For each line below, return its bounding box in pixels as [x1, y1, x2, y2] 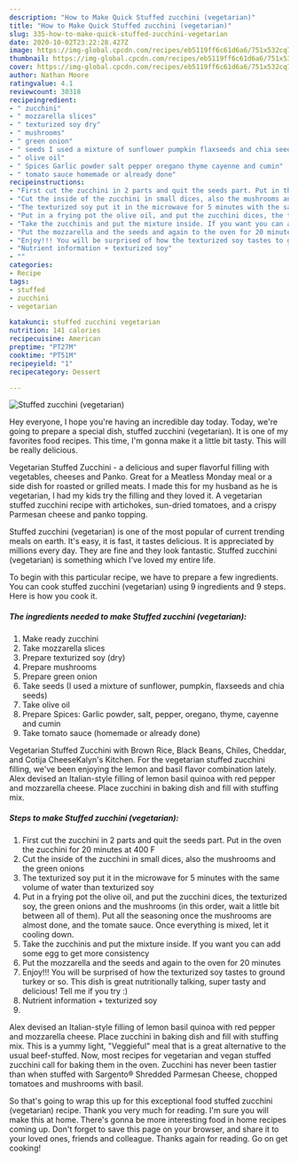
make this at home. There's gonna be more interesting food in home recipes [9, 1115, 286, 1126]
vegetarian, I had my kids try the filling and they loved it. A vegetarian [9, 490, 263, 502]
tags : [9, 277, 29, 286]
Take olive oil [21, 700, 71, 710]
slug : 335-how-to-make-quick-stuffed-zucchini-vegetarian [9, 29, 228, 38]
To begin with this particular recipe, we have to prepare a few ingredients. [9, 572, 279, 582]
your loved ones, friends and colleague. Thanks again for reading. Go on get [9, 1134, 288, 1144]
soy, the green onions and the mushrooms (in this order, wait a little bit [21, 901, 279, 912]
